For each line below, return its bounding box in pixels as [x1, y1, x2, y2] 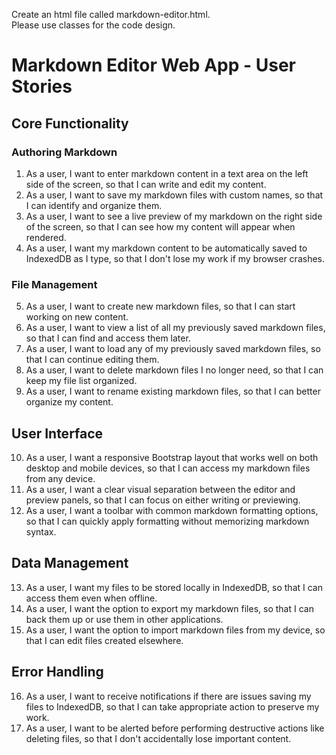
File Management [11, 277, 98, 291]
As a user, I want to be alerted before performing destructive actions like [25, 722, 325, 734]
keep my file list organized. [25, 375, 138, 387]
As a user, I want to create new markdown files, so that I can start [25, 300, 296, 313]
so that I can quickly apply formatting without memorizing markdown [25, 515, 310, 527]
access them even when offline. [25, 592, 158, 604]
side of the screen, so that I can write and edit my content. [25, 178, 267, 190]
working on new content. [25, 311, 129, 323]
